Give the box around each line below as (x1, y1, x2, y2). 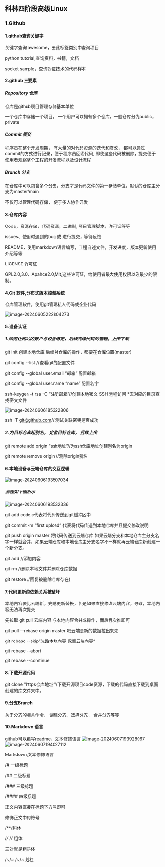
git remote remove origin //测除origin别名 (5, 453, 88, 459)
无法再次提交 (9, 606, 35, 613)
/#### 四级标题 (5, 793, 36, 799)
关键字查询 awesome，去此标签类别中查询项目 (5, 44, 99, 50)
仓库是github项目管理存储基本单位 (5, 103, 74, 110)
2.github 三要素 (5, 78, 37, 84)
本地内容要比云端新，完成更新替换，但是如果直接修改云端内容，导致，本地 (5, 601, 156, 606)
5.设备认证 (5, 324, 27, 330)
